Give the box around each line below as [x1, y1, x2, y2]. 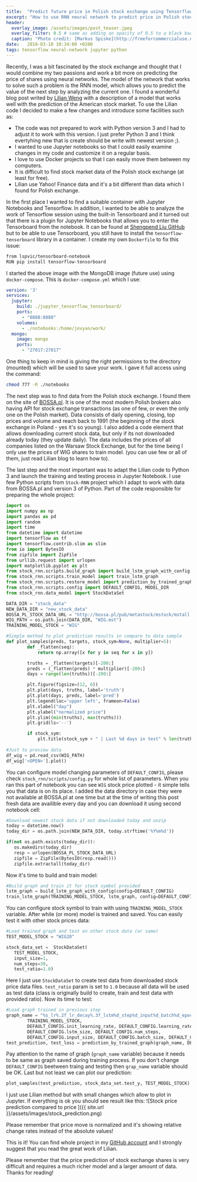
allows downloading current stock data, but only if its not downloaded [6, 430, 175, 437]
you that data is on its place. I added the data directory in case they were [6, 787, 182, 794]
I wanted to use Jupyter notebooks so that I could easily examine [14, 143, 172, 150]
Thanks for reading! [6, 1169, 54, 1176]
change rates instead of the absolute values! [6, 1127, 114, 1135]
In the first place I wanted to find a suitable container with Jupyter [6, 198, 165, 205]
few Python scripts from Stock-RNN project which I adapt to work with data [6, 479, 185, 486]
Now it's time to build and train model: [6, 872, 98, 879]
